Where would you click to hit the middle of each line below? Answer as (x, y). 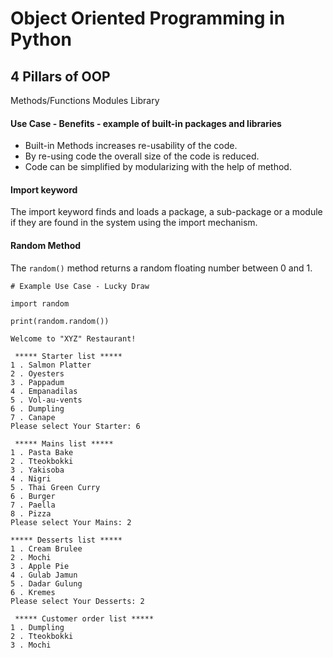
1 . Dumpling (37, 627)
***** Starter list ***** (68, 356)
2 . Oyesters (37, 373)
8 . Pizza (31, 513)
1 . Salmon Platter (51, 365)
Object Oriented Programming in (148, 18)
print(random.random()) (60, 321)
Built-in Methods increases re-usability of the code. (131, 146)
